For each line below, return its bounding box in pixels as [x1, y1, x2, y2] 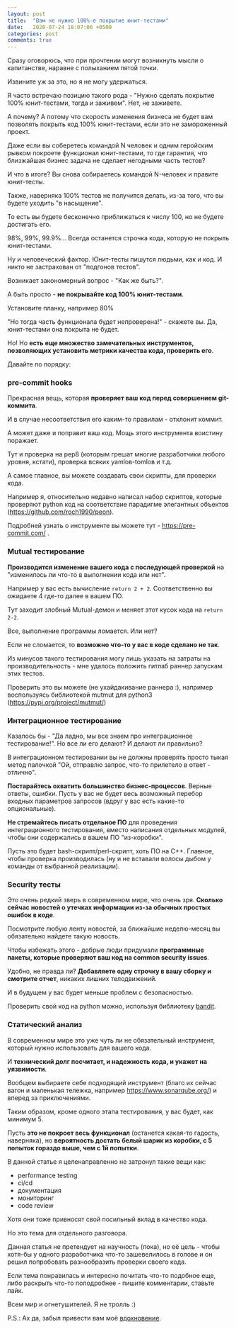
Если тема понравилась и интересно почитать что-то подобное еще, [7, 1271, 216, 1279]
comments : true [7, 37, 52, 44]
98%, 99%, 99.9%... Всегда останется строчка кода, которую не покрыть [7, 234, 230, 242]
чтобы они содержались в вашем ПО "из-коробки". [7, 834, 164, 842]
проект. [7, 128, 30, 136]
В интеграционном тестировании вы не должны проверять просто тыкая [7, 753, 228, 762]
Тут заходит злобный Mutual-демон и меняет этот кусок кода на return [7, 605, 223, 614]
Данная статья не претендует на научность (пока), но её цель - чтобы [7, 1242, 220, 1251]
